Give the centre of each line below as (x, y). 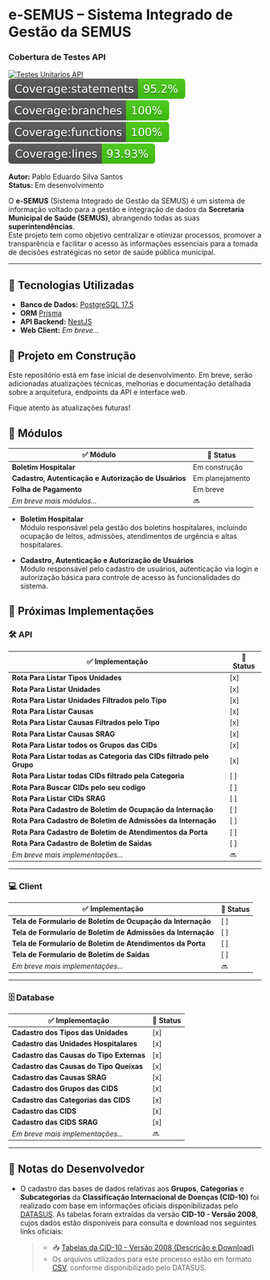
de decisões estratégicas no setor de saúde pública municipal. (112, 252)
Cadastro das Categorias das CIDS (71, 1100)
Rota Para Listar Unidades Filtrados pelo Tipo (89, 700)
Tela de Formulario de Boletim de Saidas (81, 955)
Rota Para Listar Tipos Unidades (67, 677)
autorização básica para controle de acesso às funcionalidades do (130, 577)
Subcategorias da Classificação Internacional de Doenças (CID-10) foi (139, 1197)
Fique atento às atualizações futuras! (70, 408)
